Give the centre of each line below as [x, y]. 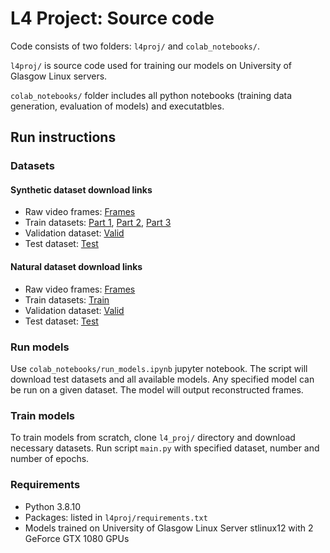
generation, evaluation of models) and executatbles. [117, 106]
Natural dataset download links [76, 267]
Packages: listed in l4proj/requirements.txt [116, 517]
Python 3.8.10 [53, 506]
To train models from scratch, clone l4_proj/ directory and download [153, 438]
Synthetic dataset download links [81, 189]
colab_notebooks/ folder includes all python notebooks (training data [151, 95]
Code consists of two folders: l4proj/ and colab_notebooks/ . [135, 46]
